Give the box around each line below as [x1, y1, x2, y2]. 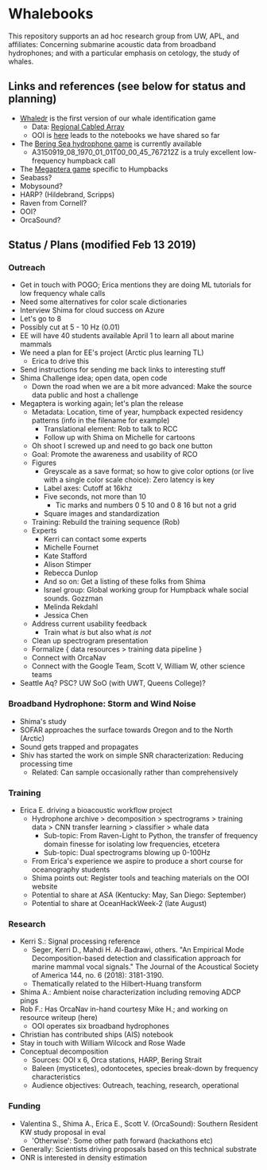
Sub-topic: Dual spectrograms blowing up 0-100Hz [43, 848, 211, 857]
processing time [19, 758, 73, 768]
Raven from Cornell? [19, 198, 87, 207]
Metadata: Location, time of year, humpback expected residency [31, 408, 244, 417]
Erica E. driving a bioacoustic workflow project [19, 806, 172, 815]
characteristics [31, 1072, 81, 1081]
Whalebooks [8, 5, 94, 23]
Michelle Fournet [43, 543, 99, 553]
